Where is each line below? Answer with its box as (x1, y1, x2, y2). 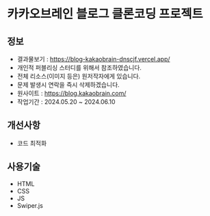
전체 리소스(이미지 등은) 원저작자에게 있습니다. (16, 72, 141, 80)
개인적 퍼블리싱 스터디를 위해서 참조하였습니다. (16, 64, 142, 72)
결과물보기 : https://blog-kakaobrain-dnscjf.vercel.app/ (16, 55, 170, 63)
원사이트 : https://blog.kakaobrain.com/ (16, 90, 127, 97)
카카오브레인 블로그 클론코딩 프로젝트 (7, 6, 203, 22)
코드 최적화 (16, 139, 47, 147)
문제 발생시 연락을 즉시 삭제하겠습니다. (16, 81, 120, 89)
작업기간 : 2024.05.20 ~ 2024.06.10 (16, 98, 116, 106)
